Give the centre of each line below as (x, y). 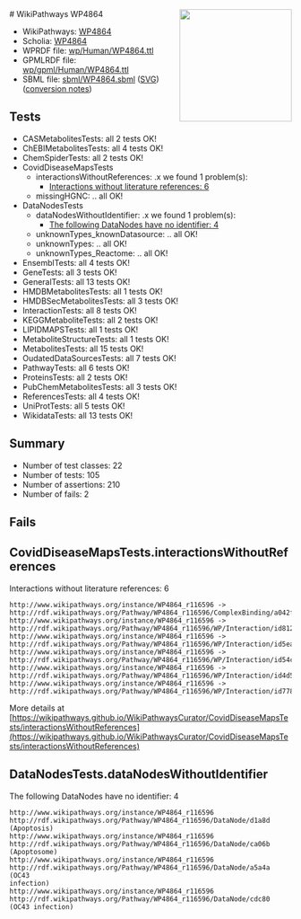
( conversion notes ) (57, 88)
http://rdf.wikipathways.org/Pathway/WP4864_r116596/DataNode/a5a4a (140, 867)
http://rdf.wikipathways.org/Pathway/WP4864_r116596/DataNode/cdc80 (140, 899)
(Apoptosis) (31, 828)
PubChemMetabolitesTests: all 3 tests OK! (99, 386)
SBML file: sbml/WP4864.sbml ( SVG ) (90, 79)
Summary (37, 444)
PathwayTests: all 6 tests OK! (76, 367)
